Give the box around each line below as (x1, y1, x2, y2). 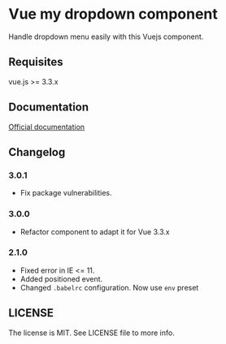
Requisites (8, 55, 63, 69)
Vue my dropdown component (8, 5, 218, 24)
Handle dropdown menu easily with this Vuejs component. (8, 32, 204, 41)
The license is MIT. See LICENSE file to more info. (8, 328, 175, 338)
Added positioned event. (20, 273, 103, 284)
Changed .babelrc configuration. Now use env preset (20, 282, 199, 292)
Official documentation (8, 122, 85, 131)
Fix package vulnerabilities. (20, 188, 112, 198)
